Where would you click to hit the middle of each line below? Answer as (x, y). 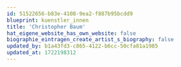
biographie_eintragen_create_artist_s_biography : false (90, 40)
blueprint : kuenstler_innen (48, 20)
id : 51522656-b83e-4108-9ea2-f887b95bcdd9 (70, 14)
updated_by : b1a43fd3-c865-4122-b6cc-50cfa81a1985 (82, 46)
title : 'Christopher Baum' (46, 27)
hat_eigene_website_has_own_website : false (71, 33)
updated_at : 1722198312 (42, 53)
